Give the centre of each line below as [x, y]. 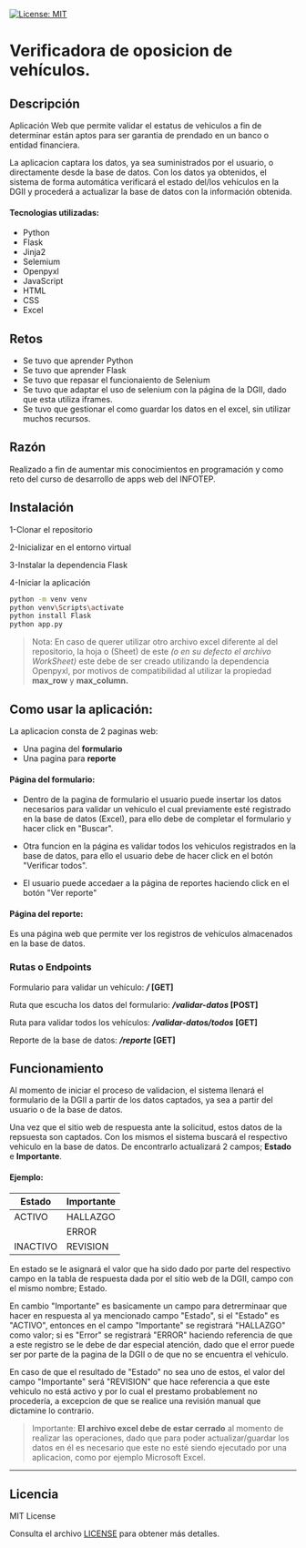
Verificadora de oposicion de [121, 51]
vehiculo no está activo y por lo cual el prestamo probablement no [133, 1391]
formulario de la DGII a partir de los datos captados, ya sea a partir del [141, 1100]
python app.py [36, 625]
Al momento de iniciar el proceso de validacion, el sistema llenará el [137, 1090]
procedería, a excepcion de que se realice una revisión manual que [135, 1400]
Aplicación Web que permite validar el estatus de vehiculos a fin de [136, 126]
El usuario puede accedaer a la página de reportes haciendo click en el [156, 883]
